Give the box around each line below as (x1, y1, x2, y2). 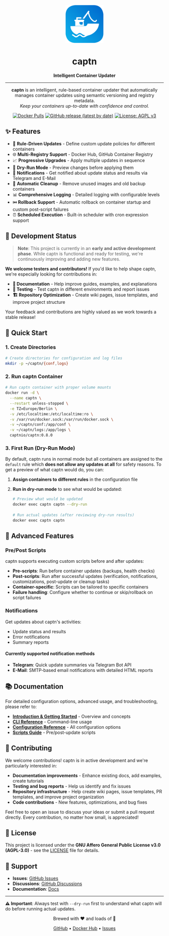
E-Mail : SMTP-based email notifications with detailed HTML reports (12, 667, 153, 673)
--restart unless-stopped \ (10, 401, 69, 406)
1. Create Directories (5, 344, 56, 351)
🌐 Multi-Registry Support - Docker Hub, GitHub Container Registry (12, 151, 153, 157)
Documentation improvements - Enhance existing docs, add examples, (12, 772, 162, 779)
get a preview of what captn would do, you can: (5, 467, 104, 473)
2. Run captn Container (5, 373, 63, 380)
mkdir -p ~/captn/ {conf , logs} (5, 361, 69, 366)
